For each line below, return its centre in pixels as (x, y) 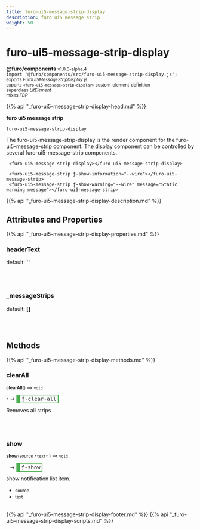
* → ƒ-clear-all (31, 399)
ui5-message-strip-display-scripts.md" (54, 521)
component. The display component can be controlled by (124, 146)
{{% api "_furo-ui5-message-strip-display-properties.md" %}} (83, 234)
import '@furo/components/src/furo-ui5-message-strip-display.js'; (92, 75)
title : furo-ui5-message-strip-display (56, 12)
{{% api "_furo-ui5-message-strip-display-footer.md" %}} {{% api (87, 514)
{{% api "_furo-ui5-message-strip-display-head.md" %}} (76, 107)
